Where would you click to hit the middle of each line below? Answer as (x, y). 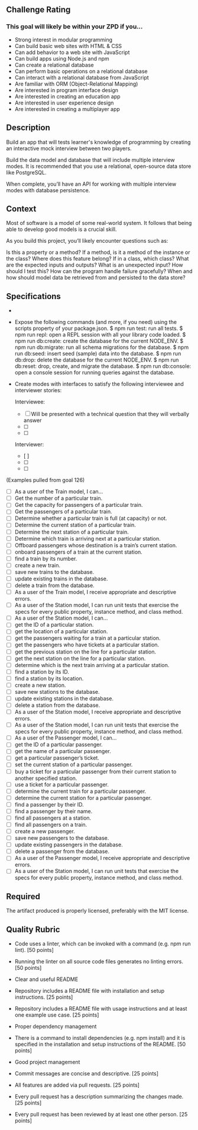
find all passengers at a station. (53, 818)
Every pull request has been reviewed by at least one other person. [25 (101, 1114)
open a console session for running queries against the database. (95, 373)
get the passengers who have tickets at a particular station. (87, 645)
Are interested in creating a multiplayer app (67, 109)
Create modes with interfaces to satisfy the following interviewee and (99, 384)
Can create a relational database (54, 65)
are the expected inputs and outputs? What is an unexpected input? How (95, 265)
